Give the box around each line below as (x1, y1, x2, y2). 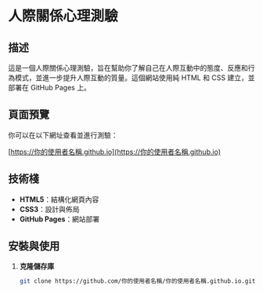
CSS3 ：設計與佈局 (19, 204, 80, 214)
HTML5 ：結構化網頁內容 (19, 194, 99, 204)
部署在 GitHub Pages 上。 (8, 83, 92, 92)
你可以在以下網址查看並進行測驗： (8, 130, 118, 140)
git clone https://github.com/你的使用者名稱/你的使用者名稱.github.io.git (19, 277, 256, 285)
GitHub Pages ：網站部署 (19, 214, 100, 224)
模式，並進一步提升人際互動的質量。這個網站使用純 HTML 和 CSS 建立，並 (14, 73, 255, 82)
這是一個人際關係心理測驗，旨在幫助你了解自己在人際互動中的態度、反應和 (8, 64, 248, 72)
